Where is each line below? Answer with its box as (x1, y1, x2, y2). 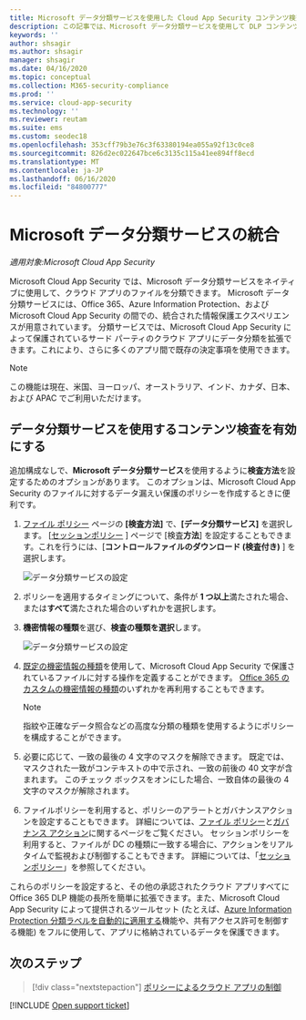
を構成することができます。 (22, 731, 127, 742)
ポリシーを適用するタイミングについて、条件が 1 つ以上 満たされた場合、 (22, 591, 293, 602)
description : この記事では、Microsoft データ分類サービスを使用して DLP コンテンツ (9, 22, 301, 31)
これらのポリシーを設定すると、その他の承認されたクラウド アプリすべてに (9, 881, 290, 892)
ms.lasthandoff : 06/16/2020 (9, 174, 117, 183)
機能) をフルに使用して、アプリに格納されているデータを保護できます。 (16, 926, 285, 937)
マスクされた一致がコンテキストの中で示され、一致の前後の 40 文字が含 (22, 762, 293, 773)
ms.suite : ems (9, 124, 64, 133)
